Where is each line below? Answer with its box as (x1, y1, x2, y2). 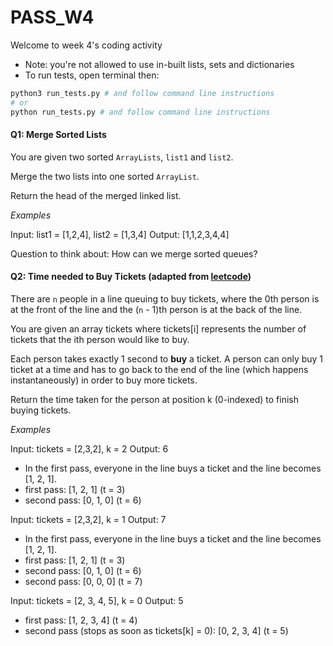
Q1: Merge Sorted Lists (10, 129, 107, 141)
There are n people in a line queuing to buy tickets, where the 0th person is (10, 292, 320, 305)
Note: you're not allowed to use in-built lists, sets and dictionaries (24, 58, 295, 70)
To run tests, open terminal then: (24, 69, 160, 81)
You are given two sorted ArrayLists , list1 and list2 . (10, 151, 234, 163)
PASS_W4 (10, 6, 95, 29)
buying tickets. (10, 404, 72, 416)
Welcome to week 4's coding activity (10, 39, 163, 51)
